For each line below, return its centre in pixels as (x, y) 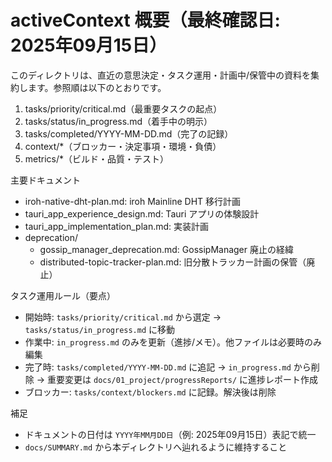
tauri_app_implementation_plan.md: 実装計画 (117, 226)
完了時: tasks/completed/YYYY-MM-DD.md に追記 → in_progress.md (158, 367)
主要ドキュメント (45, 180)
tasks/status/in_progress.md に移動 (100, 329)
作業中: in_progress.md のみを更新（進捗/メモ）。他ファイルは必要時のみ (173, 342)
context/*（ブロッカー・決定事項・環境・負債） (123, 146)
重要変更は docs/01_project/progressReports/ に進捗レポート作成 (182, 379)
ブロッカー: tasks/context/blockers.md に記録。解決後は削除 (150, 392)
